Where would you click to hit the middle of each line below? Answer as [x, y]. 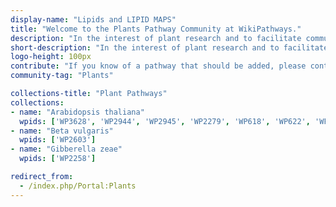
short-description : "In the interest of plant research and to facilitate [169, 47]
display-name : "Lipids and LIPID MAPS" [93, 19]
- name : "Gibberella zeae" [66, 149]
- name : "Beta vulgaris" [62, 131]
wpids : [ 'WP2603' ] [58, 140]
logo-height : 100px [51, 57]
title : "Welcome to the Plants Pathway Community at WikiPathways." [156, 29]
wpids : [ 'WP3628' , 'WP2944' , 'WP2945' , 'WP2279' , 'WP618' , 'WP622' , [165, 121]
